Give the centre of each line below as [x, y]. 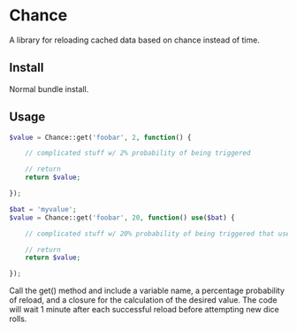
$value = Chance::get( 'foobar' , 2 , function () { [100, 137]
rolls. [18, 319]
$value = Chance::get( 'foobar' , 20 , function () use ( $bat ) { [122, 218]
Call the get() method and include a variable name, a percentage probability [147, 291]
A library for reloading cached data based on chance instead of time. [135, 40]
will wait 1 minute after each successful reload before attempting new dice [145, 310]
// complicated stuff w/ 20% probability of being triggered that [150, 234]
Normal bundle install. [49, 89]
